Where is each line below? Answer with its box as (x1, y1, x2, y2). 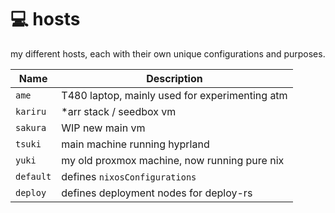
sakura (15, 122, 47, 133)
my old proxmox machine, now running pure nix (61, 153, 285, 167)
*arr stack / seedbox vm (61, 104, 177, 118)
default (15, 171, 52, 182)
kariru (15, 106, 47, 117)
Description (146, 71, 203, 85)
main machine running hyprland (61, 137, 210, 151)
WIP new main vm (61, 121, 146, 135)
